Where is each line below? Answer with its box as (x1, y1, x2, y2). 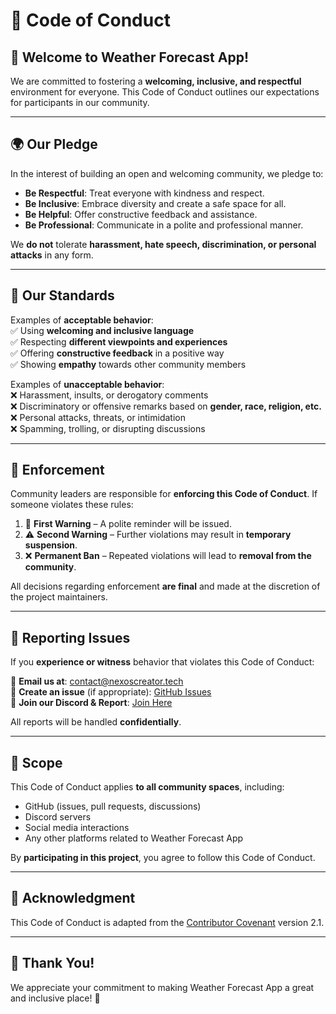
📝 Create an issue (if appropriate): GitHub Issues (10, 686, 212, 698)
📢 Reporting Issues (10, 629, 131, 646)
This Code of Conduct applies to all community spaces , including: (10, 781, 285, 793)
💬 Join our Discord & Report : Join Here (10, 697, 173, 709)
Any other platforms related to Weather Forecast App (24, 832, 244, 844)
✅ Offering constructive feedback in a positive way (10, 347, 225, 359)
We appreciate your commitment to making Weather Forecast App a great (10, 981, 315, 993)
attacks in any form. (10, 249, 94, 261)
